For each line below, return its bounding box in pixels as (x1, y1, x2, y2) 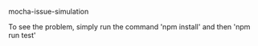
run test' (8, 31, 36, 40)
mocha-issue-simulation (8, 7, 89, 16)
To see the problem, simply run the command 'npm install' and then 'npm (8, 22, 251, 31)
